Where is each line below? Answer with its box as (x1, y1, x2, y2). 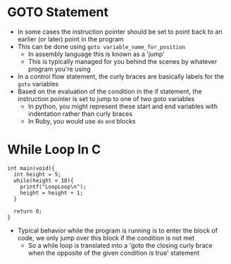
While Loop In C (7, 142, 101, 158)
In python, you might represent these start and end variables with (27, 102, 218, 110)
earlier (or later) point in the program (17, 34, 125, 43)
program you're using (27, 65, 92, 73)
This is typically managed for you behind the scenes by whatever (27, 57, 218, 65)
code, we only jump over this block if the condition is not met (17, 233, 195, 242)
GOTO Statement (7, 4, 109, 20)
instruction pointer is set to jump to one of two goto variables (17, 94, 195, 103)
